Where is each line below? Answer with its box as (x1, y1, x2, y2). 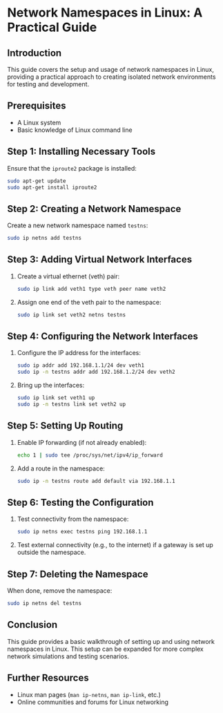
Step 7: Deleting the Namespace (7, 568, 148, 580)
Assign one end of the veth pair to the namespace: (17, 298, 162, 306)
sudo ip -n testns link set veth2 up (17, 401, 126, 408)
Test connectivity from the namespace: (17, 515, 129, 523)
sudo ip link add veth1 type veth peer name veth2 (17, 285, 166, 292)
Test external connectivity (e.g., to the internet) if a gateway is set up (17, 541, 214, 549)
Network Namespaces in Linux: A (7, 5, 203, 21)
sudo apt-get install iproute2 (7, 184, 97, 191)
